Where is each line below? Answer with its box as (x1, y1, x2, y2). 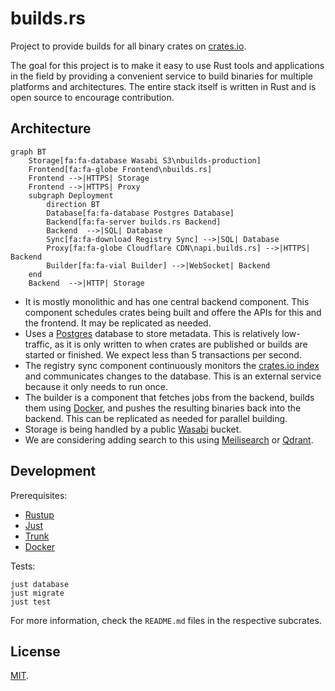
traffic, (24, 338, 53, 350)
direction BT (46, 199, 101, 209)
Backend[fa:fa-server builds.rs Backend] (46, 217, 222, 227)
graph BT (10, 147, 47, 157)
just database (10, 579, 70, 589)
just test (10, 597, 52, 607)
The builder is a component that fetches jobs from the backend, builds (24, 391, 315, 403)
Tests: (10, 560, 36, 572)
